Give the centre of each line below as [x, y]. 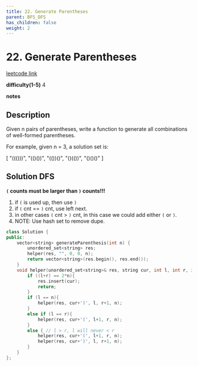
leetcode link [22, 74]
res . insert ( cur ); [59, 281]
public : [16, 237]
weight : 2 [18, 28]
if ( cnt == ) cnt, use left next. [51, 208]
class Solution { [27, 232]
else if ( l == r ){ [50, 314]
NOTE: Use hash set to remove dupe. [60, 221]
